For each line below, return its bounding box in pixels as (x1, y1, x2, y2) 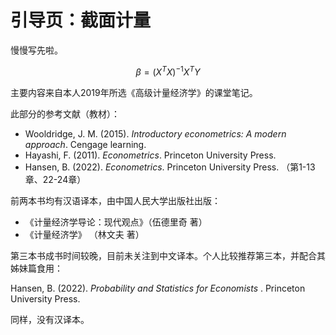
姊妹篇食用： (10, 262, 63, 274)
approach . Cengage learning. (24, 138, 147, 150)
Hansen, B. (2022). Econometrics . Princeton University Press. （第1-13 (24, 161, 316, 173)
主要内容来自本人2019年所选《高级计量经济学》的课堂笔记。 (10, 86, 258, 98)
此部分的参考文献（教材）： (10, 107, 120, 120)
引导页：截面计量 (10, 9, 152, 32)
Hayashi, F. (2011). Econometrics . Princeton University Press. (24, 149, 277, 161)
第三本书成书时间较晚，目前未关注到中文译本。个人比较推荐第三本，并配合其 (10, 249, 326, 261)
